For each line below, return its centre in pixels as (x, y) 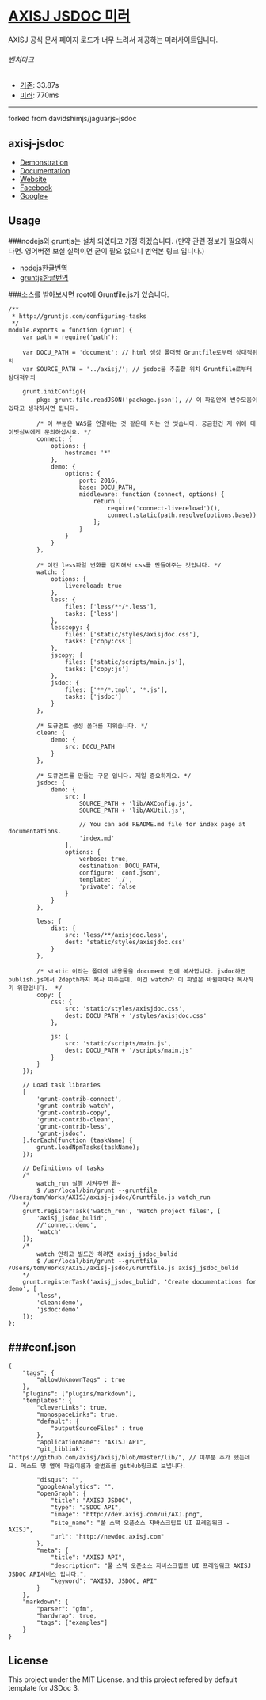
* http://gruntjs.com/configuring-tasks (79, 316)
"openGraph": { (62, 1493)
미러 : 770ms (39, 95)
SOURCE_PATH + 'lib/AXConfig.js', (136, 803)
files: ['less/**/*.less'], (111, 606)
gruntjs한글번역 (44, 277)
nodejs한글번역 (44, 268)
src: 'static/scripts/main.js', (118, 1043)
